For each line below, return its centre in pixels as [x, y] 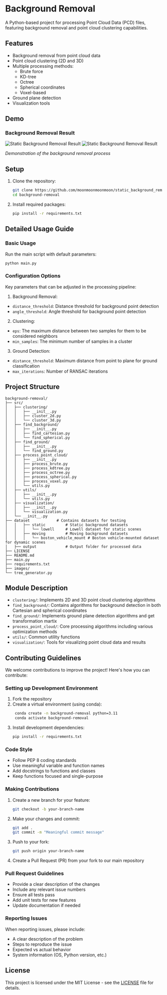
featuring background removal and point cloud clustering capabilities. [77, 27]
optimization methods [35, 632]
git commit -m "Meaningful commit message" [58, 833]
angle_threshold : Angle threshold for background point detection [79, 311]
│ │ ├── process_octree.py [38, 472]
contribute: [16, 675]
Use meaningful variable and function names [58, 766]
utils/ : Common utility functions [46, 637]
